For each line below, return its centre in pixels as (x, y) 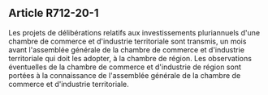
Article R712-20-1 (54, 13)
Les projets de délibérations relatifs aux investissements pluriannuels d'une (134, 32)
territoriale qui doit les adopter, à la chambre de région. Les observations (130, 58)
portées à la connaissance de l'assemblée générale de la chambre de (125, 75)
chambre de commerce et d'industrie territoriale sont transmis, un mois (128, 41)
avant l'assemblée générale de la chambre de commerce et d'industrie (127, 50)
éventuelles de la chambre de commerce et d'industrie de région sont (125, 67)
